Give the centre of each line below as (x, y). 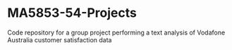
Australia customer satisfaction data (60, 39)
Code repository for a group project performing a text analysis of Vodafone (116, 32)
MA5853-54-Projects (72, 13)
